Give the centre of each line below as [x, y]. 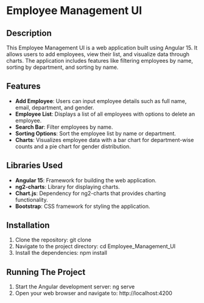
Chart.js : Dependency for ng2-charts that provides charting [90, 193]
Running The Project [46, 272]
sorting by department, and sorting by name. [62, 67]
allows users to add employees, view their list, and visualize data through [98, 54]
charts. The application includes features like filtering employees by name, [100, 61]
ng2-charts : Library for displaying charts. [67, 187]
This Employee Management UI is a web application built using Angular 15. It [102, 48]
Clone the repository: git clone [53, 240]
